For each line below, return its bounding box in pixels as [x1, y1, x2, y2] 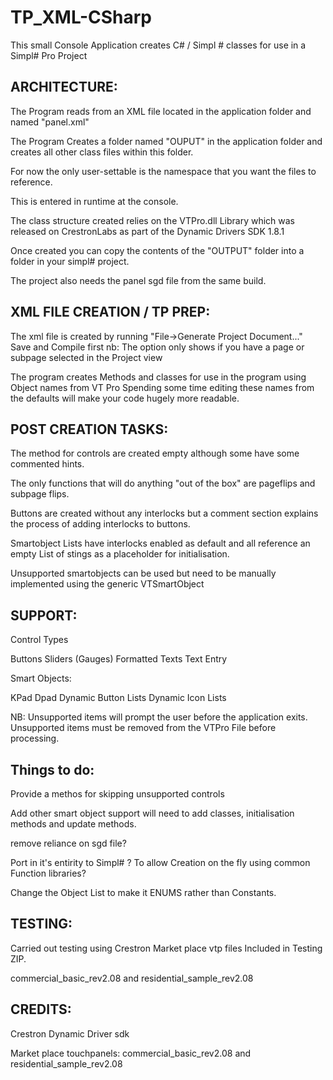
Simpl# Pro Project [10, 49, 88, 61]
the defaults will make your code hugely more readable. [10, 392, 240, 404]
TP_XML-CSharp [10, 6, 152, 29]
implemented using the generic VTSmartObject [10, 578, 205, 590]
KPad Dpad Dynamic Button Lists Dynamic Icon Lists [10, 692, 227, 704]
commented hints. [10, 458, 85, 470]
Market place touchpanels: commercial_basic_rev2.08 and [10, 1047, 252, 1059]
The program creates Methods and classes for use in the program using [10, 371, 307, 383]
